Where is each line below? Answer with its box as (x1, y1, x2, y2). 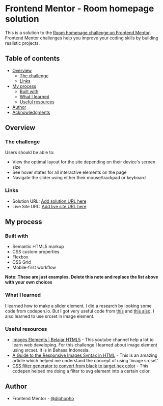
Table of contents (5, 55, 60, 63)
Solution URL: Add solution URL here (12, 198, 87, 204)
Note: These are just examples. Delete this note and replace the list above (5, 274, 159, 280)
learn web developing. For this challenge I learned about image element (12, 342, 158, 348)
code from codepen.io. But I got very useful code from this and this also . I (5, 308, 155, 314)
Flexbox (12, 254, 28, 260)
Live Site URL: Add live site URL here (12, 203, 87, 209)
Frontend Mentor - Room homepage (5, 3, 154, 14)
